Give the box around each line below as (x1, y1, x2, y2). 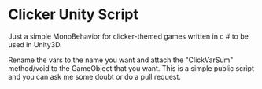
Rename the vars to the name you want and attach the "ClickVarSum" (8, 55, 234, 65)
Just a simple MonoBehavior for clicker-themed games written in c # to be (8, 32, 249, 41)
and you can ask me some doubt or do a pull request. (8, 72, 181, 81)
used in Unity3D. (8, 39, 62, 49)
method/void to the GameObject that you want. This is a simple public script (8, 63, 254, 72)
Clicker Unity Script (8, 6, 139, 24)
